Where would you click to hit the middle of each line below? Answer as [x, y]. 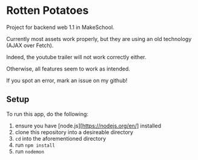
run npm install [35, 145]
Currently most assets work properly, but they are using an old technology [99, 39]
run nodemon [29, 151]
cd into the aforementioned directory [61, 138]
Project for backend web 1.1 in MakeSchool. [60, 27]
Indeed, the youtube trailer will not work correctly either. [76, 57]
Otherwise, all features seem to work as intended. [68, 69]
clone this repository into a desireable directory [74, 132]
